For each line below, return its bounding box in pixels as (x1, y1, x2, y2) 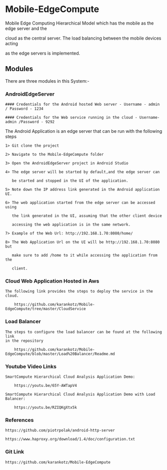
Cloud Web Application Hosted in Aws (5, 277, 99, 284)
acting (5, 40, 18, 46)
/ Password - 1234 (5, 106, 43, 111)
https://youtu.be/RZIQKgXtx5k (14, 405, 77, 410)
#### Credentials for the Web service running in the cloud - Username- (5, 115, 160, 120)
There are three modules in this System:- (5, 78, 89, 84)
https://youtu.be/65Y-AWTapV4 (14, 383, 77, 388)
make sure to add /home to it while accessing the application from (11, 253, 157, 258)
